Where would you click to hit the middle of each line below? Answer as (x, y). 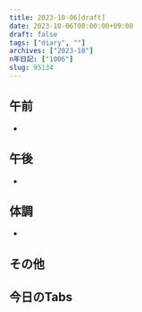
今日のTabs (41, 297)
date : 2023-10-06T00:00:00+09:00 (71, 26)
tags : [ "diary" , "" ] (48, 43)
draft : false (33, 34)
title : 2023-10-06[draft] (57, 17)
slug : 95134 (31, 68)
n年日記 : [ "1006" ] (42, 59)
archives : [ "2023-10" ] (51, 51)
